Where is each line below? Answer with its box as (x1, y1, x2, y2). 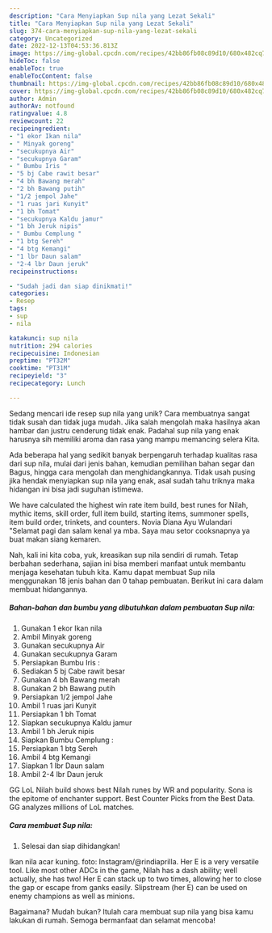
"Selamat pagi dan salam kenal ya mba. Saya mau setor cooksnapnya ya (9, 526, 250, 535)
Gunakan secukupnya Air (20, 640, 105, 650)
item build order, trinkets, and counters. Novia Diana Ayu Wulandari (9, 517, 232, 526)
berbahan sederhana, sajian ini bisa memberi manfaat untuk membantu (9, 559, 246, 568)
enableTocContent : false (9, 72, 93, 80)
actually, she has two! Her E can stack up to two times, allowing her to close (9, 874, 262, 884)
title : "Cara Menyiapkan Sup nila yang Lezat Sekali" (9, 19, 195, 27)
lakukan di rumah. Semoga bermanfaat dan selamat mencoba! (9, 915, 216, 925)
